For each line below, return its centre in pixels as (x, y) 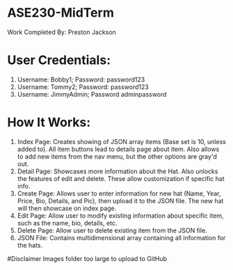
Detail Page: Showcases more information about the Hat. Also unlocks (118, 171)
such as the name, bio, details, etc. (67, 223)
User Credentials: (59, 60)
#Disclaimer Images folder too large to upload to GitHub (87, 258)
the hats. (30, 245)
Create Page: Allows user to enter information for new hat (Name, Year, (119, 193)
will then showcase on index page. (67, 208)
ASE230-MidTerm (61, 13)
